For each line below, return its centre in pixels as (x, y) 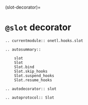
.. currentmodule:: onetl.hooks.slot (44, 40)
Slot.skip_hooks (31, 71)
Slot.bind (24, 67)
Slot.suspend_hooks (34, 75)
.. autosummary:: (23, 49)
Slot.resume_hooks (33, 80)
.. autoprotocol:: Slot (30, 97)
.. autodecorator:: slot (31, 89)
